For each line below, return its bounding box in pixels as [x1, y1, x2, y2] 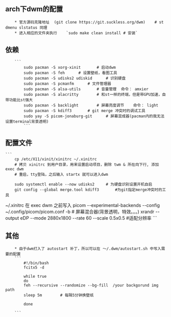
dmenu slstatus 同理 [5, 25, 47, 30]
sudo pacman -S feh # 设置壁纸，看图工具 [23, 70, 117, 75]
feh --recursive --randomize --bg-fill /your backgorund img [23, 283, 159, 288]
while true [23, 274, 47, 279]
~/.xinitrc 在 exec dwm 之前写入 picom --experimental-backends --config [5, 202, 160, 208]
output [5, 215, 19, 221]
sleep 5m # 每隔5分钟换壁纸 [23, 293, 94, 298]
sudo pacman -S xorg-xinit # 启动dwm [23, 65, 116, 70]
